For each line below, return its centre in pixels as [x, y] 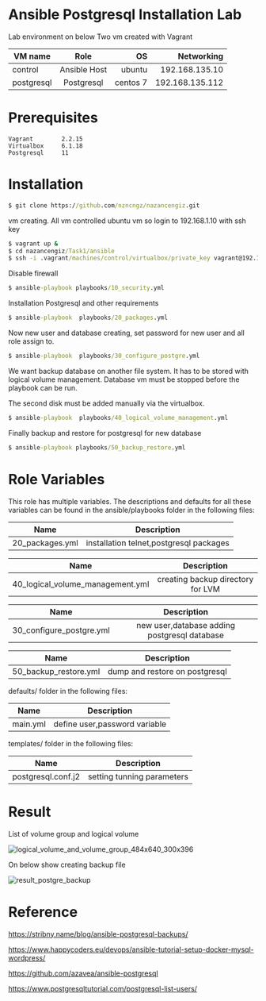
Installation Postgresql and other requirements [84, 303]
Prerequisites [53, 118]
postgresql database [186, 635]
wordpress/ [27, 957]
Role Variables [57, 479]
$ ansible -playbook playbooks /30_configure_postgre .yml [104, 356]
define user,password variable [110, 724]
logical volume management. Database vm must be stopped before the [124, 379]
